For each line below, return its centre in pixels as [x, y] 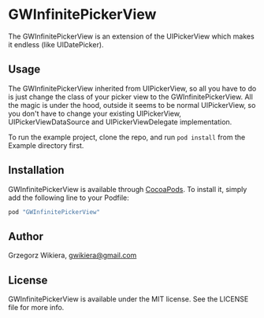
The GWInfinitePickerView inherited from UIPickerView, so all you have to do [132, 88]
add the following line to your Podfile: [69, 198]
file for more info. [36, 308]
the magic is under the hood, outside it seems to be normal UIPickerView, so [132, 105]
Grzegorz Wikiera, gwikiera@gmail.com [73, 255]
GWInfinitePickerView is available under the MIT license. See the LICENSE [128, 299]
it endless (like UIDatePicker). [56, 44]
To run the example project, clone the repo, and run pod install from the [127, 137]
